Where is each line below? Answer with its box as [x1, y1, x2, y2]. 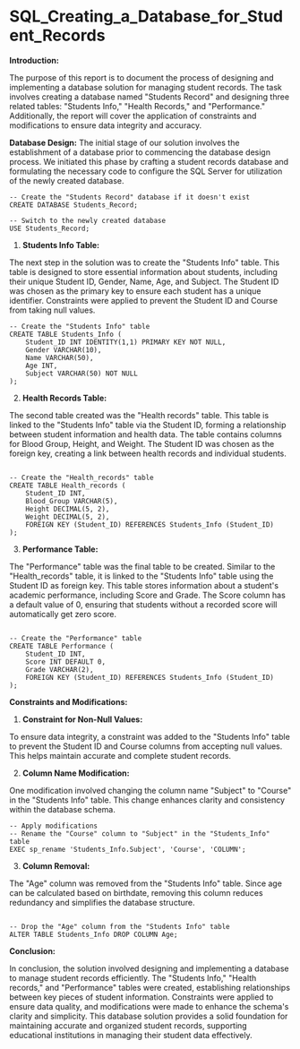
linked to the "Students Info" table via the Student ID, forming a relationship [9, 419, 287, 430]
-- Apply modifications [9, 821, 99, 830]
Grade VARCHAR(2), [25, 665, 94, 674]
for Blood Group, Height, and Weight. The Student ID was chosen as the [9, 438, 275, 449]
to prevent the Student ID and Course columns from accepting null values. [9, 741, 283, 752]
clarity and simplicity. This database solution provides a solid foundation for [9, 1010, 288, 1021]
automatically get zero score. [9, 608, 117, 619]
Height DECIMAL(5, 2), [25, 504, 110, 513]
